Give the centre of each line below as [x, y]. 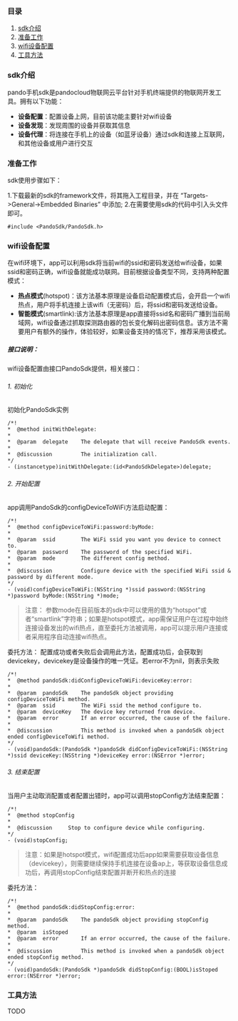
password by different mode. [51, 577]
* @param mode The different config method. [89, 558]
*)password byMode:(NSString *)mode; [63, 595]
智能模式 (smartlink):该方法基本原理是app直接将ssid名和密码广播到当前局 [124, 314]
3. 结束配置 [24, 772]
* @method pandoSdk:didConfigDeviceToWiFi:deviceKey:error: [100, 680]
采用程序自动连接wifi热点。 [71, 636]
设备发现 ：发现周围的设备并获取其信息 [74, 125]
